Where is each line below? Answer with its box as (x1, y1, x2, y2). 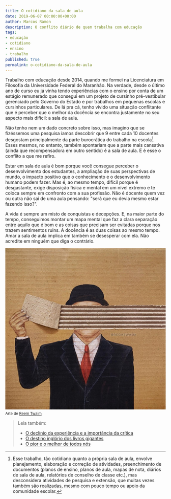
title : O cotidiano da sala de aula (5, 8, 83, 13)
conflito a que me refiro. (5, 153, 56, 159)
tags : (5, 30, 17, 35)
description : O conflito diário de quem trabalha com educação (5, 25, 142, 30)
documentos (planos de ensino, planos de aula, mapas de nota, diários (12, 466, 161, 473)
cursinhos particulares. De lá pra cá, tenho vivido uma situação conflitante (5, 104, 161, 110)
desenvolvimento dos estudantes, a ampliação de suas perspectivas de (5, 168, 155, 175)
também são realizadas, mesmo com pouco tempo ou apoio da (12, 483, 145, 489)
